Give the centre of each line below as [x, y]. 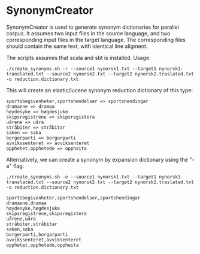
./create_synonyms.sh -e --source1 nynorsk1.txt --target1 [81, 177]
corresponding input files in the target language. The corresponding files [96, 40]
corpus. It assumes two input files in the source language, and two [88, 33]
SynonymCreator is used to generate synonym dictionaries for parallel [93, 27]
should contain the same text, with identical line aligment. [77, 46]
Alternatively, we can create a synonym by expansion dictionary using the [97, 159]
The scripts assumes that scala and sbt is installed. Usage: [78, 58]
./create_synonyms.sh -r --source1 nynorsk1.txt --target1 [81, 69]
